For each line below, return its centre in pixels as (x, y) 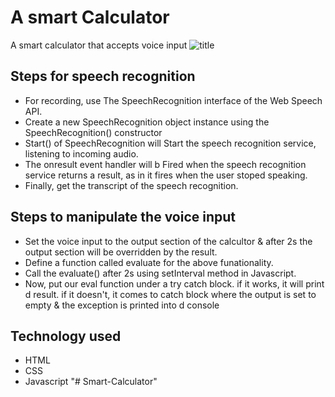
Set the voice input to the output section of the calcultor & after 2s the (168, 241)
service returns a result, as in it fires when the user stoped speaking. (166, 175)
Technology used (66, 336)
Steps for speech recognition (103, 76)
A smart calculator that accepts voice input (99, 45)
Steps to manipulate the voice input (123, 217)
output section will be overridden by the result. (121, 252)
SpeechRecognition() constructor (93, 132)
